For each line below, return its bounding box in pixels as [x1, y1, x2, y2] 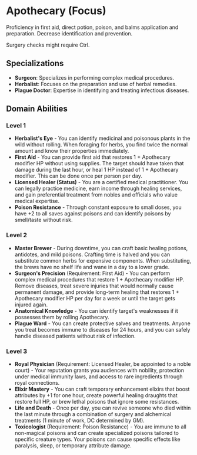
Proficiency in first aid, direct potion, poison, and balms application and [6, 24, 179, 31]
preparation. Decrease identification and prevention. [6, 30, 133, 37]
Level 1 [6, 122, 26, 130]
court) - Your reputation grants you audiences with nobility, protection [14, 367, 184, 374]
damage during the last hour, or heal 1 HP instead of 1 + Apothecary [14, 166, 179, 174]
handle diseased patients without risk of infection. [14, 332, 136, 339]
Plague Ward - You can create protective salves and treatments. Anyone [14, 320, 191, 327]
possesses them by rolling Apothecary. [14, 313, 110, 320]
